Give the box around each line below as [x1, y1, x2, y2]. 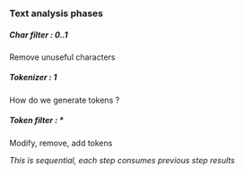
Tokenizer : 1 [9, 72, 57, 83]
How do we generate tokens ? [9, 95, 120, 105]
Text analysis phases [9, 7, 103, 20]
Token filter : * [9, 115, 65, 126]
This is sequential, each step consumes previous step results [9, 154, 235, 165]
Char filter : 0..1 [9, 29, 69, 40]
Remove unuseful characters [9, 52, 116, 62]
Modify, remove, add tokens [9, 137, 113, 148]
